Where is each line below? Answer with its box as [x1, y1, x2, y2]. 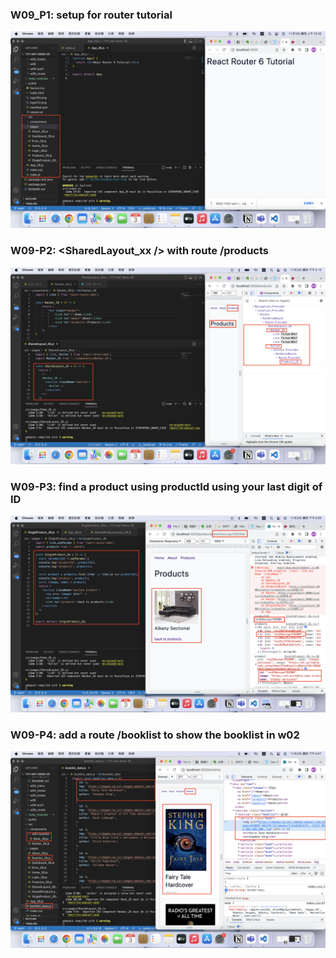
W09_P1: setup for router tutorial [10, 8, 173, 22]
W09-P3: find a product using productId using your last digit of [10, 479, 323, 493]
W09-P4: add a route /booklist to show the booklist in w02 [10, 728, 300, 742]
